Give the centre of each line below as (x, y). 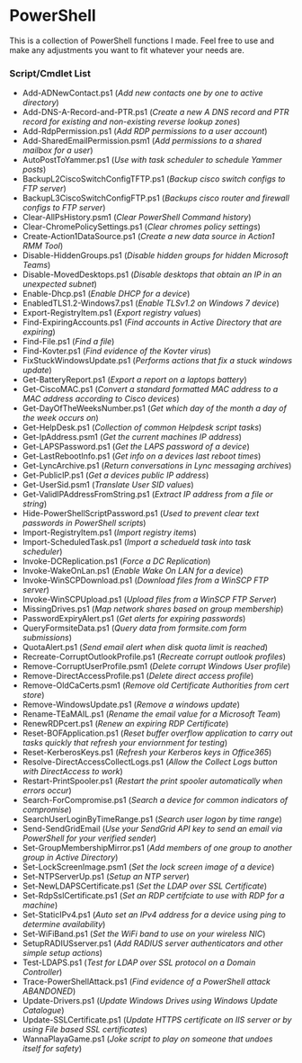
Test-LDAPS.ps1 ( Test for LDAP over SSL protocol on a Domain (139, 962)
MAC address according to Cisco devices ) (101, 399)
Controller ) (42, 972)
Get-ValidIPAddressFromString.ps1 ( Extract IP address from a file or (147, 495)
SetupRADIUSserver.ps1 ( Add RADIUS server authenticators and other (152, 943)
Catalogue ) (43, 1010)
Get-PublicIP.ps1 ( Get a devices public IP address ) (115, 475)
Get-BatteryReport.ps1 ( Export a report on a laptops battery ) (134, 380)
